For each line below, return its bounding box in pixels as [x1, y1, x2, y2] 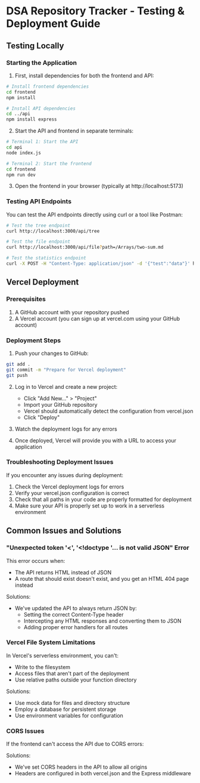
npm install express [6, 116, 58, 123]
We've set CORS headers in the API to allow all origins [14, 763, 148, 770]
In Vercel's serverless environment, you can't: [6, 652, 119, 659]
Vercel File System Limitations [6, 638, 96, 646]
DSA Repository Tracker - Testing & [6, 4, 185, 18]
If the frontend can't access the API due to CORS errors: [6, 741, 144, 748]
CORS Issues [6, 726, 45, 735]
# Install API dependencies [6, 106, 76, 112]
